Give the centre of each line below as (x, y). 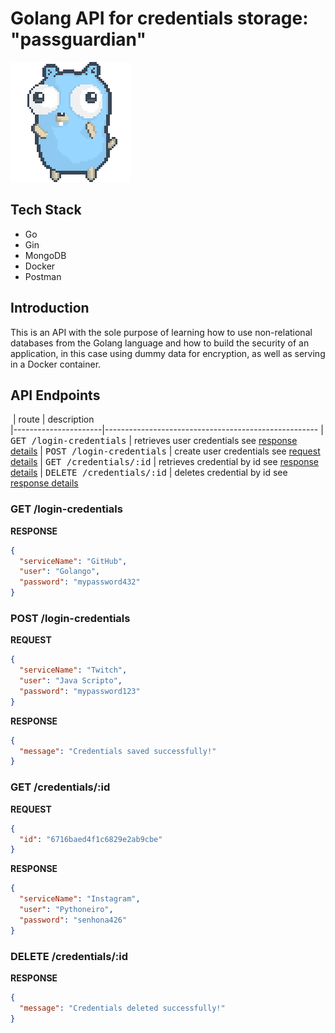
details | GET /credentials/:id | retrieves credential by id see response (165, 462)
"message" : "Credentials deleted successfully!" (122, 1008)
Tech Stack (46, 210)
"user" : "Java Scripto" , (71, 681)
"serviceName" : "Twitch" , (73, 670)
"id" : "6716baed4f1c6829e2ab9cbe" (91, 839)
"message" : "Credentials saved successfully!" (118, 751)
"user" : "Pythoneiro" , (66, 910)
